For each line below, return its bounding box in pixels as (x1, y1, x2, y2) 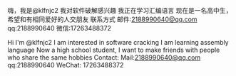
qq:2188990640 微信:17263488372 (7, 24, 112, 32)
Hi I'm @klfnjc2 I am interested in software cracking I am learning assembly (7, 38, 230, 46)
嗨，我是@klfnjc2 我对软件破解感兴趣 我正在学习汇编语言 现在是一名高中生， (7, 6, 232, 14)
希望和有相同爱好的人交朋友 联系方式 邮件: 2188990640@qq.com (7, 15, 197, 23)
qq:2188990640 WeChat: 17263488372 (7, 61, 124, 69)
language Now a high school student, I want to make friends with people (7, 45, 220, 54)
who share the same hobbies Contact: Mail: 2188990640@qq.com (7, 53, 201, 62)
